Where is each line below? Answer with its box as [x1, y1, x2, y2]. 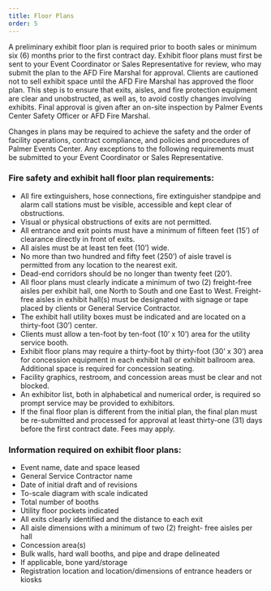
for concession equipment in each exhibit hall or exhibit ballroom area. [19, 355, 256, 365]
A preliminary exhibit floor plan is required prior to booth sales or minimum [8, 41, 257, 51]
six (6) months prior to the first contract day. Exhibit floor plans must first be [8, 50, 263, 60]
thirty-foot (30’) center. [19, 320, 97, 330]
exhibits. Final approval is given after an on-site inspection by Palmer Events [8, 102, 264, 112]
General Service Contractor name [19, 472, 133, 481]
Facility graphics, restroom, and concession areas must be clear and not [19, 372, 262, 382]
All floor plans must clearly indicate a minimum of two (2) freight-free [19, 277, 252, 287]
